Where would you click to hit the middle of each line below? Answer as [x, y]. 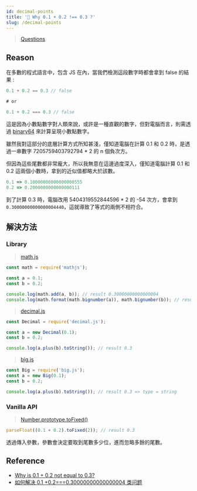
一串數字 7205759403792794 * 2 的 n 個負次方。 [71, 151]
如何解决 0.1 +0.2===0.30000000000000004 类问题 [78, 482]
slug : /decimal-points [34, 22]
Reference [26, 461]
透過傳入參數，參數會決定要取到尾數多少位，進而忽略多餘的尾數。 [86, 442]
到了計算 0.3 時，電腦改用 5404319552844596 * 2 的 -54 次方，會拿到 [92, 199]
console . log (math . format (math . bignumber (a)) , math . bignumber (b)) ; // [93, 300]
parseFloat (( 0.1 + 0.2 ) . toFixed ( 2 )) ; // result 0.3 [70, 430]
